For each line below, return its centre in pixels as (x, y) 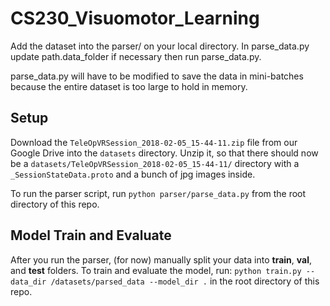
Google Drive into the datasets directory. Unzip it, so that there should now (164, 153)
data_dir (28, 282)
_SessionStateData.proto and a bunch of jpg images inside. (133, 174)
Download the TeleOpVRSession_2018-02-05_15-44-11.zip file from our (154, 142)
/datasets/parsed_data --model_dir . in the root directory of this (185, 281)
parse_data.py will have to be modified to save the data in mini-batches (157, 76)
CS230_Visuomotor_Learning (135, 18)
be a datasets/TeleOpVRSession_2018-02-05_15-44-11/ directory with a (155, 163)
